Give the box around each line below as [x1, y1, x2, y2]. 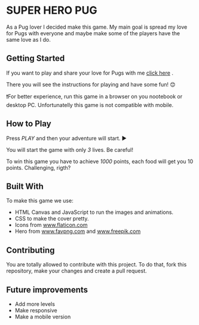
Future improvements [6, 284, 88, 295]
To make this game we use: [6, 197, 74, 204]
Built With [6, 181, 44, 191]
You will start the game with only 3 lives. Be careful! [6, 146, 133, 153]
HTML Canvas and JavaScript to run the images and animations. [14, 209, 174, 216]
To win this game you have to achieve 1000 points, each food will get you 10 [6, 158, 194, 165]
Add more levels [14, 301, 56, 308]
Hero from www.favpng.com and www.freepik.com [14, 228, 141, 235]
